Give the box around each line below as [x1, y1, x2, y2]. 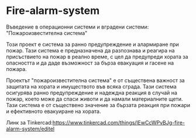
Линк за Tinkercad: [6, 119, 53, 126]
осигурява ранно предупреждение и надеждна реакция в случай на [6, 89, 177, 96]
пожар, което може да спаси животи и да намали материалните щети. [6, 95, 183, 102]
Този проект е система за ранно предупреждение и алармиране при [6, 41, 180, 48]
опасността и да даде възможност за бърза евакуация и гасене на [6, 59, 174, 66]
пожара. [6, 65, 27, 72]
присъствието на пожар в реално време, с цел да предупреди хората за [6, 53, 188, 60]
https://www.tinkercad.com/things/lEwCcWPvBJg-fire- [52, 119, 185, 126]
